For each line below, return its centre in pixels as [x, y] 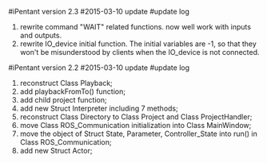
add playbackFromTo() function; [73, 91]
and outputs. [41, 35]
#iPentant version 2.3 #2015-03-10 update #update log [99, 12]
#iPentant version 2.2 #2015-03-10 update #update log [99, 68]
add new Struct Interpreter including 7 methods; [99, 108]
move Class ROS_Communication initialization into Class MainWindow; [135, 125]
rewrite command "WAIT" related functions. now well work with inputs [135, 27]
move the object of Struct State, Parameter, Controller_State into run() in [139, 134]
